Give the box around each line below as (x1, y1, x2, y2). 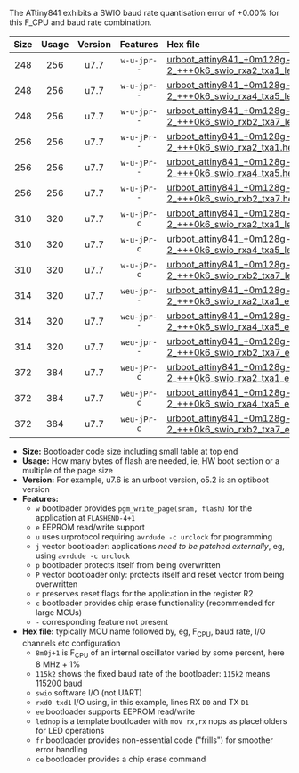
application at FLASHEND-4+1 (35, 513, 136, 522)
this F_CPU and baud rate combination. (9, 17, 152, 28)
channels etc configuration (21, 637, 121, 648)
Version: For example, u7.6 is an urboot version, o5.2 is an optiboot (21, 474, 270, 485)
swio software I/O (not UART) (35, 687, 142, 698)
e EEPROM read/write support (35, 522, 145, 532)
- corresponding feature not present (35, 617, 169, 627)
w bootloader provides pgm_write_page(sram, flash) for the (35, 503, 253, 514)
